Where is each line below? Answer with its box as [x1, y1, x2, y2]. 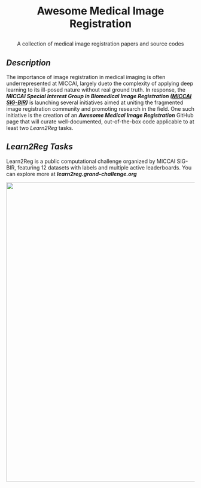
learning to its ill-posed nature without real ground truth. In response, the [6, 86, 186, 93]
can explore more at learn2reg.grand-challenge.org [6, 170, 137, 177]
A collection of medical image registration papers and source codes [17, 40, 184, 47]
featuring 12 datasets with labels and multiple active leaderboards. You [17, 163, 192, 171]
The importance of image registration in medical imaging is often [6, 74, 166, 80]
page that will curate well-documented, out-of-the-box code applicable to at [6, 118, 194, 125]
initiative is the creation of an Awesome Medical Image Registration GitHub [6, 112, 194, 119]
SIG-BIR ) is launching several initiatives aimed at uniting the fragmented [6, 99, 184, 106]
